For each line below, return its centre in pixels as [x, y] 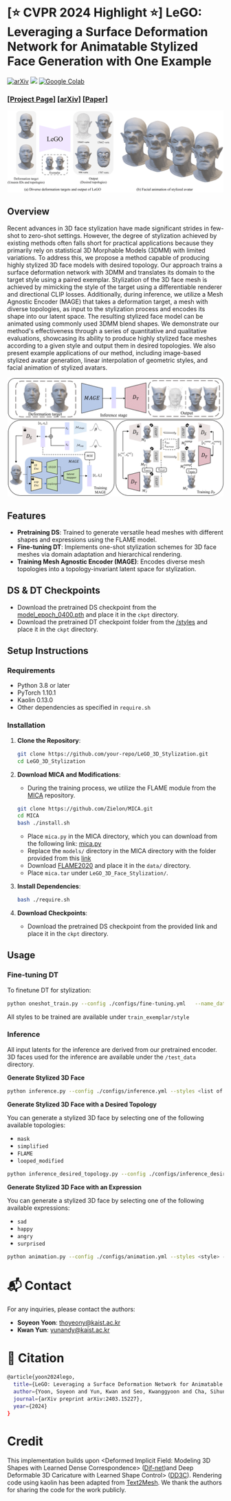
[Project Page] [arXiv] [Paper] [58, 99]
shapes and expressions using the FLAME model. [87, 539]
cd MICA [28, 816]
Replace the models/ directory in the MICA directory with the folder [122, 851]
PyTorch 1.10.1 [36, 693]
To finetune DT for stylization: [49, 990]
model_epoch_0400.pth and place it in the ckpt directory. [98, 615]
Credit [25, 1441]
